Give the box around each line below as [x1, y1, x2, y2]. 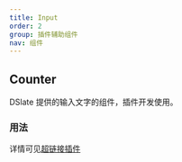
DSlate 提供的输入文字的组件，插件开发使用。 [9, 96, 178, 108]
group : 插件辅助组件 [9, 30, 78, 39]
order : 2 [9, 22, 42, 31]
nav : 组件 [9, 38, 43, 48]
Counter [9, 71, 57, 86]
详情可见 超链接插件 [9, 143, 81, 154]
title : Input [9, 13, 59, 22]
